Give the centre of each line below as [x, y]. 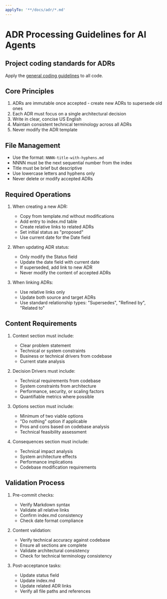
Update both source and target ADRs [58, 297]
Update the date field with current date [60, 262]
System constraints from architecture [58, 386]
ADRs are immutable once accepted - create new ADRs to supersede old [87, 103]
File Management [33, 145]
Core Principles [30, 91]
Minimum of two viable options [52, 416]
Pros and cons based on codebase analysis [65, 426]
